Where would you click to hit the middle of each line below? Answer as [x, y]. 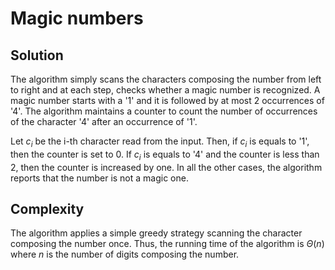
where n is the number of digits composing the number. [125, 254]
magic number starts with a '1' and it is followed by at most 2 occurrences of [167, 100]
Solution [37, 55]
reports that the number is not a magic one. [99, 178]
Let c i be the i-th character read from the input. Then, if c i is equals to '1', [160, 142]
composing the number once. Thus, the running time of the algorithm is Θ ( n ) [167, 244]
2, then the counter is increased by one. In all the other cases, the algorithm [166, 167]
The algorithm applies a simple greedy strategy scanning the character [156, 233]
